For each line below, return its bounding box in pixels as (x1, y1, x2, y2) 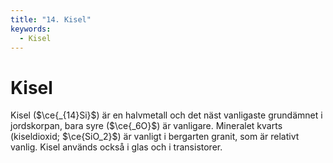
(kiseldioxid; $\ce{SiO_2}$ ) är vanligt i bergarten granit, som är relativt (10, 131, 300, 143)
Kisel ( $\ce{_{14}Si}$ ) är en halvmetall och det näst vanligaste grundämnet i (10, 109, 323, 121)
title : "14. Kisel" (10, 14, 92, 25)
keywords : (10, 24, 52, 34)
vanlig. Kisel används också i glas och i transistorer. (10, 141, 223, 153)
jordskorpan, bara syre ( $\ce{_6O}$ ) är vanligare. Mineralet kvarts (10, 120, 283, 132)
